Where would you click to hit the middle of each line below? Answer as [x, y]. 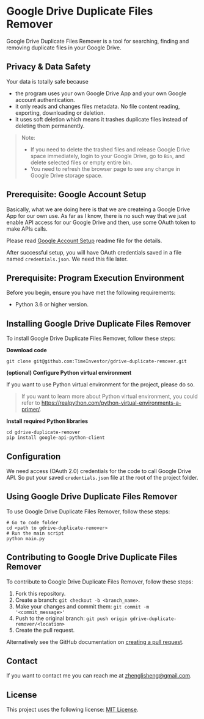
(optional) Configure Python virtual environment [69, 373]
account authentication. [45, 99]
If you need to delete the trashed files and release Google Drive [110, 149]
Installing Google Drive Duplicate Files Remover [99, 324]
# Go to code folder [33, 522]
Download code [27, 350]
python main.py [26, 538]
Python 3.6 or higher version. [52, 305]
